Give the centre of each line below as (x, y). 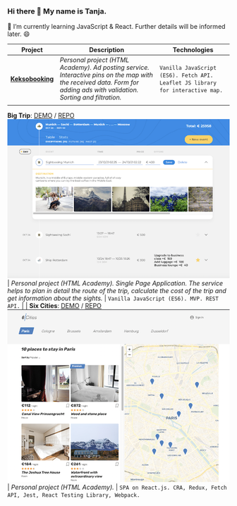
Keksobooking (32, 79)
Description (107, 49)
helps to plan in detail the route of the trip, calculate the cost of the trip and (117, 290)
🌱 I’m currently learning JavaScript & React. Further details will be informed (116, 27)
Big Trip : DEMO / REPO (41, 115)
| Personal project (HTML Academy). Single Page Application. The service (115, 283)
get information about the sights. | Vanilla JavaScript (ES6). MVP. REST (113, 298)
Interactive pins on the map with (106, 75)
